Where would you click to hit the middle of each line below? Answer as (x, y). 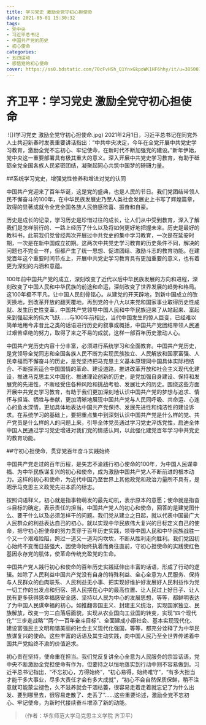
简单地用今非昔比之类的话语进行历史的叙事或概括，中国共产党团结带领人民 (100, 325)
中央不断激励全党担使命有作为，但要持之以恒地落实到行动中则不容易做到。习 (103, 664)
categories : (21, 52)
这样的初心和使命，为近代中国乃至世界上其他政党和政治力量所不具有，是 (108, 479)
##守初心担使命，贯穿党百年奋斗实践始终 (58, 451)
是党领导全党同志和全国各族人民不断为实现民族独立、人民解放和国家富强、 (100, 354)
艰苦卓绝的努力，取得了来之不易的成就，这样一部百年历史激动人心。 (97, 333)
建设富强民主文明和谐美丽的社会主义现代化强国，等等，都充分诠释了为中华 (100, 628)
